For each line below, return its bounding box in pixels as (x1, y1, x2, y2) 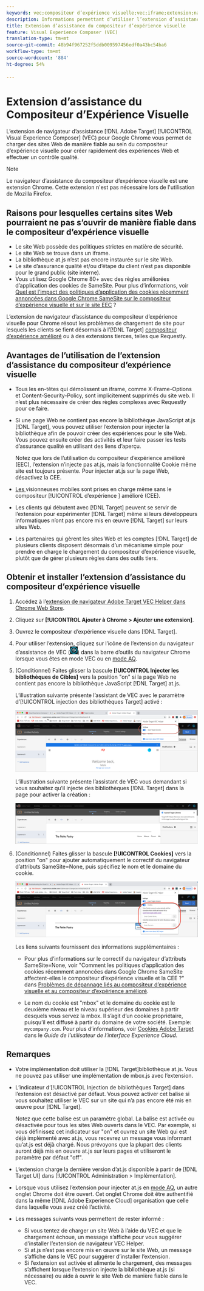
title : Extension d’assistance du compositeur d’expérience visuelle (6, 23, 186, 29)
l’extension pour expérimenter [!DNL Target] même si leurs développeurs (15, 511, 198, 518)
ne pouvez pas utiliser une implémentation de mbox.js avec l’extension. (15, 1072, 194, 1079)
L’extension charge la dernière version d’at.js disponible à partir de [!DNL (15, 1165, 197, 1173)
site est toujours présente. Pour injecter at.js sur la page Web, (15, 467, 170, 475)
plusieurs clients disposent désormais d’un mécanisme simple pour (15, 542, 183, 549)
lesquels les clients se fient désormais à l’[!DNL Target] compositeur (6, 326, 177, 333)
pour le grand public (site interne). (15, 269, 101, 277)
